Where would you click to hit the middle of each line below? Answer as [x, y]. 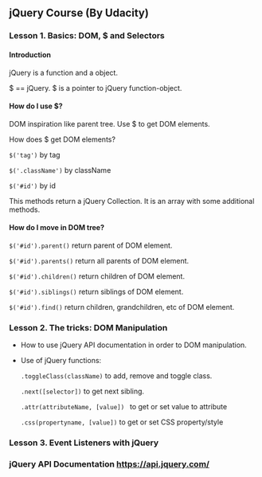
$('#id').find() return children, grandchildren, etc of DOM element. [122, 307]
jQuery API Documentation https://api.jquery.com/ [109, 464]
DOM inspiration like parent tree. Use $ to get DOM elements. [109, 123]
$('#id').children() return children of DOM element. [97, 276]
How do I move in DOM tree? [57, 228]
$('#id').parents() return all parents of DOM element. [99, 260]
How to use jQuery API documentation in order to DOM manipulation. [134, 345]
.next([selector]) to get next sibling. [82, 391]
